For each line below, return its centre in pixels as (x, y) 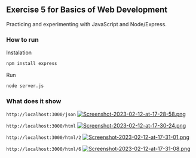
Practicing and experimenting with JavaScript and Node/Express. (87, 24)
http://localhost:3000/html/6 (44, 149)
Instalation (19, 52)
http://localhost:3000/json (41, 115)
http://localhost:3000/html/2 (44, 138)
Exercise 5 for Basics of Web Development (87, 10)
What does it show (34, 101)
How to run (22, 39)
